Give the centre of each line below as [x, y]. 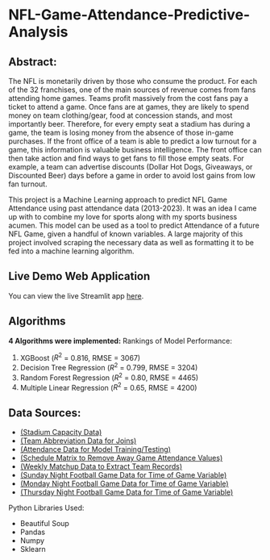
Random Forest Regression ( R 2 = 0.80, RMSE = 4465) [109, 377]
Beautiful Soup [45, 524]
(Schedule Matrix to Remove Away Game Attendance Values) [121, 458]
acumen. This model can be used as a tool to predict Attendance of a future [134, 225]
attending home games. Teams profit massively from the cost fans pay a [128, 98]
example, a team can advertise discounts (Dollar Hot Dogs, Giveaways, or [131, 167]
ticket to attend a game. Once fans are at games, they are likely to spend [129, 107]
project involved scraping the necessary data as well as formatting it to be [131, 242]
